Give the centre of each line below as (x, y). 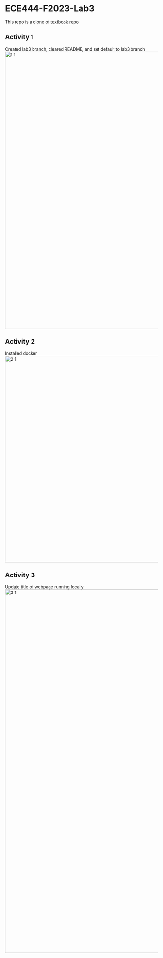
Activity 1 (19, 37)
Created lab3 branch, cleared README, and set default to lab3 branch (75, 49)
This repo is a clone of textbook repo (42, 22)
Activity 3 (20, 575)
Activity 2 (20, 341)
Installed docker (21, 353)
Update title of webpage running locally (44, 587)
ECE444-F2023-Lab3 (50, 9)
